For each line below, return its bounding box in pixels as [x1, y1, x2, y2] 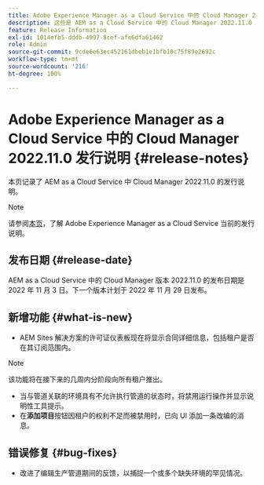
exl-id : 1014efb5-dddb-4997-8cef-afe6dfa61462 [8, 33, 163, 42]
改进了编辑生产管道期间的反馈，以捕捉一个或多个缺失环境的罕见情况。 [19, 469, 247, 477]
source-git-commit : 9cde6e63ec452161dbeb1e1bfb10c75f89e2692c [8, 48, 216, 56]
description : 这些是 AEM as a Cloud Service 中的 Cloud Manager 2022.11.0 [8, 19, 253, 27]
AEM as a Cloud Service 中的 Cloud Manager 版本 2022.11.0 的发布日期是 [8, 275, 245, 285]
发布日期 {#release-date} [8, 253, 133, 267]
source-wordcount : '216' [8, 63, 90, 71]
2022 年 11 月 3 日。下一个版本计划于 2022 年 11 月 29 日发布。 [8, 286, 211, 295]
